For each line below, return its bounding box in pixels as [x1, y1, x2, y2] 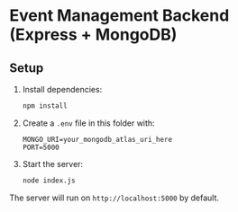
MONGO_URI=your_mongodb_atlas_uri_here [22, 135, 173, 144]
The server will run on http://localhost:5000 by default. [9, 192, 219, 203]
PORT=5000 [22, 143, 60, 152]
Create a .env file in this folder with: [22, 118, 155, 128]
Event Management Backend [9, 5, 230, 26]
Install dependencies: [22, 84, 103, 94]
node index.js [22, 176, 76, 185]
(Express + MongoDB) [9, 24, 178, 45]
